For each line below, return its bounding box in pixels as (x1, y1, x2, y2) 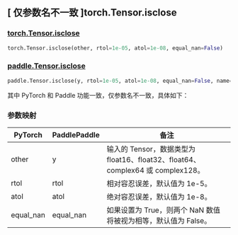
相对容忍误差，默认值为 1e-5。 (106, 179, 212, 189)
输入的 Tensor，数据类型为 (106, 144, 196, 154)
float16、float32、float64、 (106, 155, 200, 165)
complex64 (106, 166, 145, 176)
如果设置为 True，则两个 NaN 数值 (106, 205, 221, 215)
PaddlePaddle (52, 130, 101, 140)
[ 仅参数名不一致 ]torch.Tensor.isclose (7, 6, 177, 19)
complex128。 (154, 166, 205, 176)
